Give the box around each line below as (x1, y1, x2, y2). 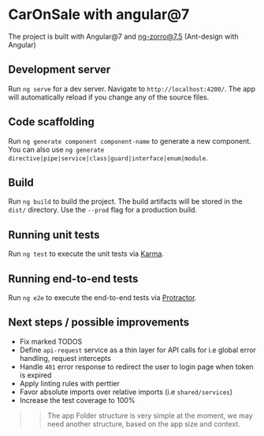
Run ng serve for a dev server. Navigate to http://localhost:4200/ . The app (8, 84, 256, 93)
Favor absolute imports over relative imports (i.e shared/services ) (19, 387, 233, 397)
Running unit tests (8, 227, 100, 242)
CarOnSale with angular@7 (8, 6, 190, 24)
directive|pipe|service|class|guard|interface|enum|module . (8, 152, 208, 163)
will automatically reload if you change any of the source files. (8, 92, 210, 102)
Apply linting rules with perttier (19, 378, 120, 388)
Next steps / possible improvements (8, 316, 190, 329)
